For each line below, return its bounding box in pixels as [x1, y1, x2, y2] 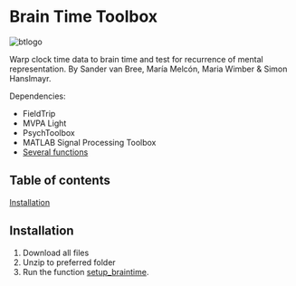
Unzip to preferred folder [22, 256, 116, 268]
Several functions [22, 147, 89, 157]
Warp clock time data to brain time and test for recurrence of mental [9, 53, 264, 64]
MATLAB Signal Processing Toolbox [22, 137, 157, 148]
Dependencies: [9, 91, 66, 101]
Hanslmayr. [9, 72, 52, 83]
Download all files [22, 247, 90, 258]
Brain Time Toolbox [9, 6, 158, 27]
